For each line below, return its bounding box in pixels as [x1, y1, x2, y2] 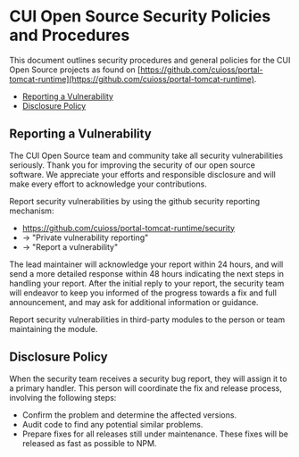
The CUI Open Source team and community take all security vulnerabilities [9, 150, 284, 161]
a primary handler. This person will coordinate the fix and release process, [9, 382, 283, 394]
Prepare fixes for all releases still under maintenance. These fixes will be [21, 428, 288, 439]
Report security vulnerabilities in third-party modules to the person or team [9, 314, 286, 325]
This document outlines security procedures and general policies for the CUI [9, 54, 291, 65]
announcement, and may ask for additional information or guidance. [9, 296, 259, 307]
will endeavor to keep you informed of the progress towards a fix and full [9, 287, 277, 298]
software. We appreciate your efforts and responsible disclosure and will [9, 169, 277, 179]
